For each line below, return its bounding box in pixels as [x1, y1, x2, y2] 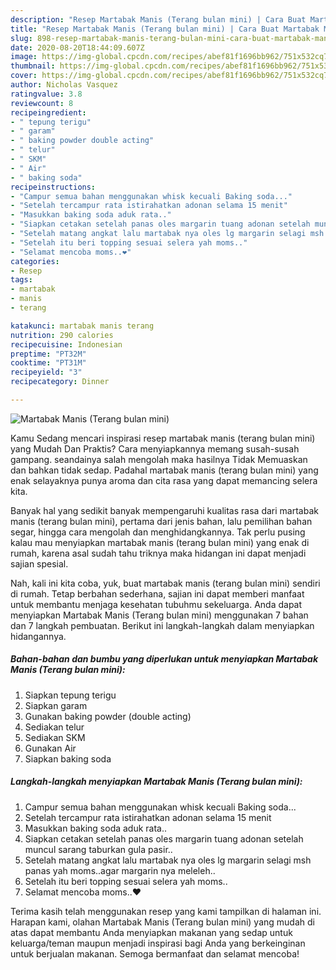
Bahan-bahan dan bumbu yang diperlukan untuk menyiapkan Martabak [10, 653, 319, 665]
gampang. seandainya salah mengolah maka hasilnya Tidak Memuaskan [10, 453, 308, 465]
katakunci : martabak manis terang [10, 321, 155, 331]
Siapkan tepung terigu [24, 689, 117, 701]
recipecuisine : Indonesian [10, 339, 123, 350]
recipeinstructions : [10, 182, 97, 192]
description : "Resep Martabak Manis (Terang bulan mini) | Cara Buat [10, 14, 307, 25]
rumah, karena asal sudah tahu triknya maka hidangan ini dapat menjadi [10, 547, 307, 559]
